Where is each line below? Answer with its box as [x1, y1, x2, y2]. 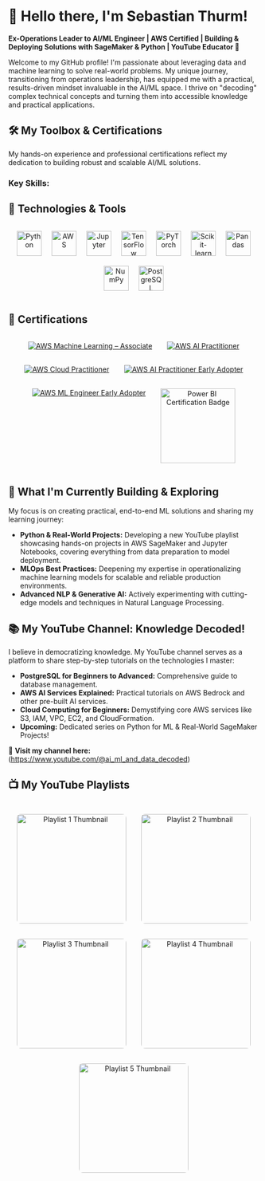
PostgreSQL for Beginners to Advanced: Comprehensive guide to [19, 671, 238, 680]
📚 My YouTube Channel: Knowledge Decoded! [8, 622, 245, 636]
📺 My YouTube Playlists [8, 778, 130, 792]
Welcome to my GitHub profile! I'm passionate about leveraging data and [8, 57, 247, 67]
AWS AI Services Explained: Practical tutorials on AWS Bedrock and [19, 687, 245, 697]
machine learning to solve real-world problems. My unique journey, [8, 65, 228, 75]
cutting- [221, 589, 248, 599]
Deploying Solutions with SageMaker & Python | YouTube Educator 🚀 [8, 41, 240, 51]
